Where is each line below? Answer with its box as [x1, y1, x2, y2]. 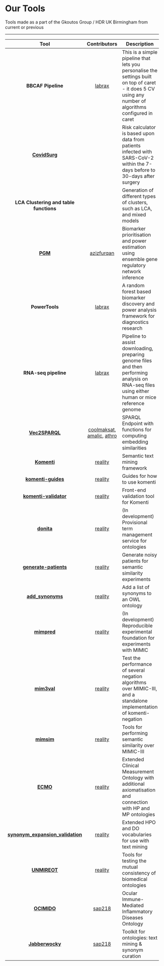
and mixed [122, 211, 146, 218]
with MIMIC [122, 646, 148, 653]
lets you [122, 61, 141, 67]
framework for [122, 312, 155, 319]
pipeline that [122, 55, 151, 62]
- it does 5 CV [122, 85, 155, 92]
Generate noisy [122, 551, 157, 558]
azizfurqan [89, 250, 115, 257]
